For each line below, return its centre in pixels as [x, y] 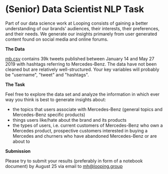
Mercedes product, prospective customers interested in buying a [80, 130]
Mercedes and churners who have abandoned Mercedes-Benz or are [85, 136]
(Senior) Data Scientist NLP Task [75, 9]
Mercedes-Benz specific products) [49, 115]
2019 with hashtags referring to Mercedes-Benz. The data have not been [81, 64]
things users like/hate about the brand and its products [70, 120]
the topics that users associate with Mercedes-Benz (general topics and [88, 109]
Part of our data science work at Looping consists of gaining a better [77, 23]
